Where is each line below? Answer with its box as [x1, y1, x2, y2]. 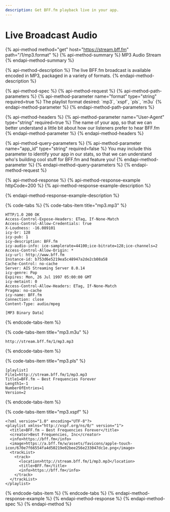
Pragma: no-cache [5, 288, 42, 293]
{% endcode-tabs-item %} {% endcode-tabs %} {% [5, 490, 114, 496]
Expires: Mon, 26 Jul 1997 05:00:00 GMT [5, 274, 92, 279]
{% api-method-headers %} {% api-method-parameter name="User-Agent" [5, 114, 165, 120]
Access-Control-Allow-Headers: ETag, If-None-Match [5, 284, 117, 289]
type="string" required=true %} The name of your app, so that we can [5, 119, 152, 125]
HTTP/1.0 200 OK [5, 212, 40, 217]
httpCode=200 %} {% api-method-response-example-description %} [5, 182, 151, 189]
